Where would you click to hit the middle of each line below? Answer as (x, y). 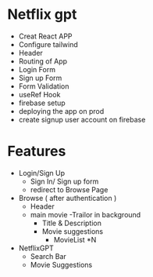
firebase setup (42, 103)
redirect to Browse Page (69, 189)
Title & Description (72, 223)
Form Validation (44, 86)
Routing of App (43, 61)
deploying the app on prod (61, 111)
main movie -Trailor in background (85, 214)
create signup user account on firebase (82, 119)
